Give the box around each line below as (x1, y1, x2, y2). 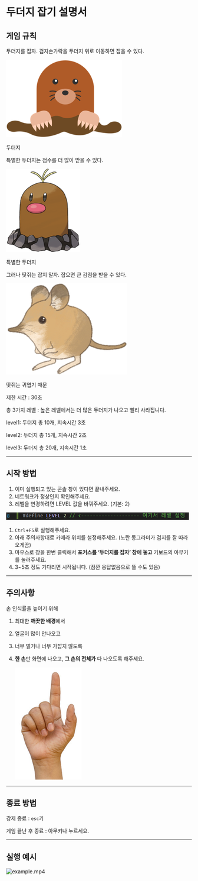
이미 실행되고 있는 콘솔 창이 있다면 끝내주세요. (14, 485, 121, 493)
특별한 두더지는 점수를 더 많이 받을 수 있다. (6, 157, 104, 163)
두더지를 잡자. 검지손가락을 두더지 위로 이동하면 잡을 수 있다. (6, 48, 144, 54)
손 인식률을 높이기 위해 (6, 604, 58, 612)
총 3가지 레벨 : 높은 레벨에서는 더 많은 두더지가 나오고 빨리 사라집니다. (6, 406, 166, 413)
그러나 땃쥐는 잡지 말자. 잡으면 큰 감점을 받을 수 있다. (6, 271, 127, 278)
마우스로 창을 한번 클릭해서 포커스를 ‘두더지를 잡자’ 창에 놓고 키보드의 (14, 548, 173, 556)
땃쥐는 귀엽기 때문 (6, 381, 47, 388)
